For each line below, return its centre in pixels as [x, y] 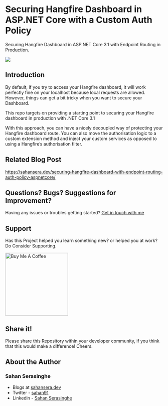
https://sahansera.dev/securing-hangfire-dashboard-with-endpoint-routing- [84, 172]
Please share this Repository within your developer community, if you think [82, 341]
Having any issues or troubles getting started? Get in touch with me [75, 213]
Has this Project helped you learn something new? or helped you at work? [81, 241]
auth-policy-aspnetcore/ [31, 177]
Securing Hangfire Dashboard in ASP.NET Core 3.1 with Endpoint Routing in [83, 44]
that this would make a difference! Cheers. [49, 346]
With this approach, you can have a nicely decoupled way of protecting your [84, 128]
